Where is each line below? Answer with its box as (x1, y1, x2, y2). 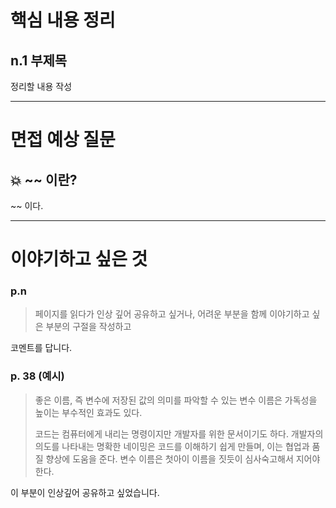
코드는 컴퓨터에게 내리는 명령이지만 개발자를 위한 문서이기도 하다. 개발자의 (34, 427, 324, 440)
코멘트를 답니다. (10, 342, 73, 354)
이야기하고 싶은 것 (10, 248, 148, 271)
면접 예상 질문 (10, 129, 116, 151)
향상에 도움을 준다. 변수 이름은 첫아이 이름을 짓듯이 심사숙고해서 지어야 (45, 452, 321, 465)
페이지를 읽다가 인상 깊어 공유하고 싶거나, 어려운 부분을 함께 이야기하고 (34, 308, 310, 320)
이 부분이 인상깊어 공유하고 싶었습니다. (10, 486, 160, 498)
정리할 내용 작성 (10, 81, 73, 92)
